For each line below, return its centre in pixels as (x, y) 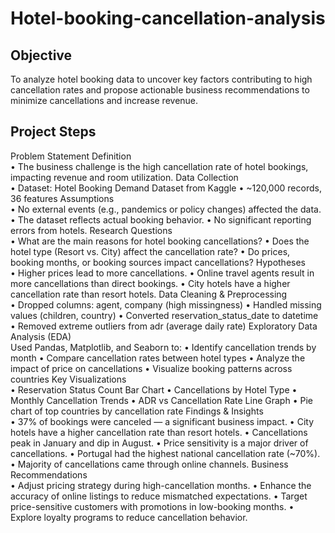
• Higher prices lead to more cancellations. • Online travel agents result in (162, 273)
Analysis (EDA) (41, 336)
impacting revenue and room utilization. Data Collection (124, 177)
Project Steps (53, 132)
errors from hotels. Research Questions (91, 230)
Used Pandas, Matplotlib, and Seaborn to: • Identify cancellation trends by (163, 347)
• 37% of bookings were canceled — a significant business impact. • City (162, 421)
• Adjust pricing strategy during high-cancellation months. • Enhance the (161, 485)
